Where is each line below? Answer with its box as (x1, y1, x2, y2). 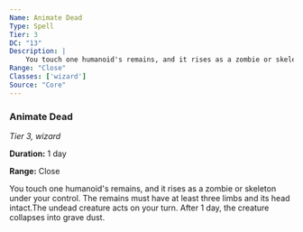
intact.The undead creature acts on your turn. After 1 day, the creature (9, 202, 270, 213)
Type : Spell (9, 22, 54, 31)
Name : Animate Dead (9, 13, 83, 23)
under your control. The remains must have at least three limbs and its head (9, 192, 290, 203)
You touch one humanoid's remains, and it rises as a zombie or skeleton (9, 182, 277, 194)
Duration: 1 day (9, 148, 68, 159)
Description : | (9, 47, 67, 56)
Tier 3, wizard (9, 130, 61, 141)
